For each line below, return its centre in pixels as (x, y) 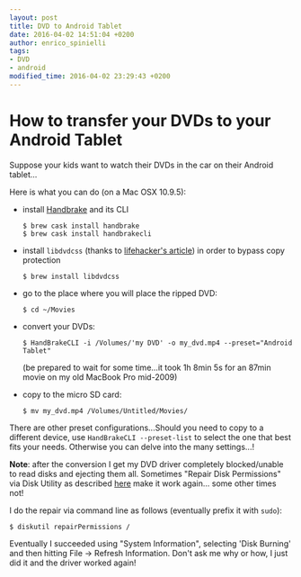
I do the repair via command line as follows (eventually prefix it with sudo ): (146, 510)
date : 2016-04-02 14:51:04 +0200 (72, 34)
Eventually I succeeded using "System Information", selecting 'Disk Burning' (150, 543)
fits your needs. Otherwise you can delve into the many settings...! (132, 446)
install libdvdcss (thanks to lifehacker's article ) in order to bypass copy (154, 250)
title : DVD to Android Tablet (66, 26)
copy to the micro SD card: (72, 394)
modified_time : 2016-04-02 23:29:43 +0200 (90, 77)
